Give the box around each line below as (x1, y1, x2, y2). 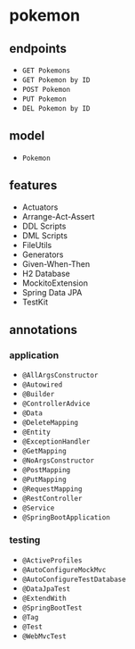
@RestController (21, 495, 83, 503)
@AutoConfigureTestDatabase (21, 575, 126, 584)
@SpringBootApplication (21, 513, 111, 522)
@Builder (21, 390, 55, 399)
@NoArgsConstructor (21, 456, 95, 465)
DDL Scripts (21, 220, 67, 231)
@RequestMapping (21, 485, 83, 494)
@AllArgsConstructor (21, 371, 99, 380)
